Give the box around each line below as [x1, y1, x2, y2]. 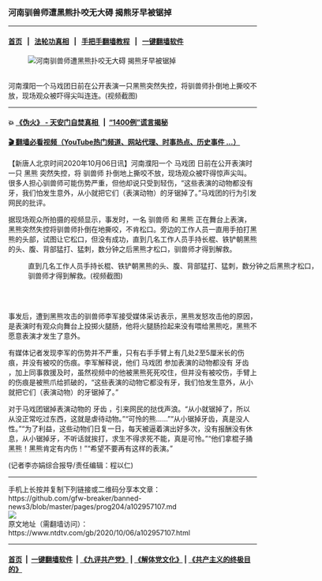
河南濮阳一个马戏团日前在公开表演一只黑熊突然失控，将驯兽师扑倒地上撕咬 [8, 81, 250, 90]
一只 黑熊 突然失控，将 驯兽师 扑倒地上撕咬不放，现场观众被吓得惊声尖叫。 [8, 168, 251, 178]
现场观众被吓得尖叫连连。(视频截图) [21, 91, 138, 100]
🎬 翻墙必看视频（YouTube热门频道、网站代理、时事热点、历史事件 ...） [8, 137, 241, 147]
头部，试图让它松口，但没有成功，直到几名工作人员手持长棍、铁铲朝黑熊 [21, 234, 257, 244]
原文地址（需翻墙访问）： [8, 519, 88, 529]
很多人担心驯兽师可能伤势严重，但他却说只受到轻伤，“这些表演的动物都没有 [8, 178, 254, 188]
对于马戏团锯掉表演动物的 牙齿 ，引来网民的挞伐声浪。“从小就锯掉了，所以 [8, 404, 251, 414]
